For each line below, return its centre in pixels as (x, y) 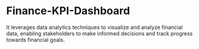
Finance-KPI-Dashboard (68, 11)
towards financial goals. (36, 40)
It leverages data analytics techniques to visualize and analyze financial (94, 27)
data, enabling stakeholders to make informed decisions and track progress (99, 33)
